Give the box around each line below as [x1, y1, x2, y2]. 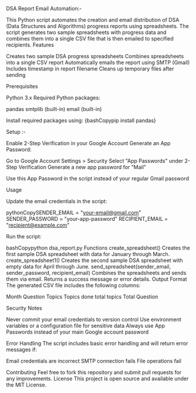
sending [6, 72, 26, 78]
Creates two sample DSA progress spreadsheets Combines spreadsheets [6, 53, 184, 59]
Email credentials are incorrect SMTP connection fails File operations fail [6, 358, 182, 364]
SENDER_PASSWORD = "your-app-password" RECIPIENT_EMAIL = [6, 216, 168, 222]
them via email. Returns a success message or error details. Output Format [6, 276, 187, 283]
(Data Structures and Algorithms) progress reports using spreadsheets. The [6, 23, 189, 29]
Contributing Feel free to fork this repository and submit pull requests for [6, 369, 182, 375]
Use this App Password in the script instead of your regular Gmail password [6, 175, 190, 182]
